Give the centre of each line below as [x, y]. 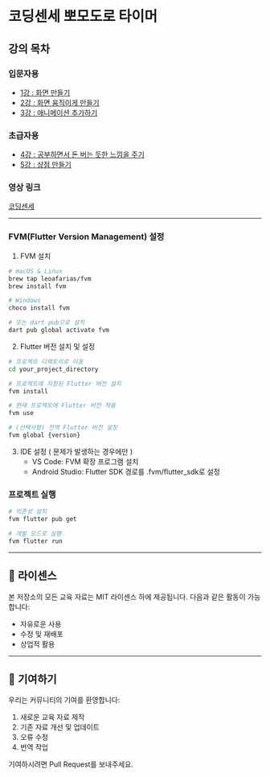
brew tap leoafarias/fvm [50, 278]
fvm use [21, 413]
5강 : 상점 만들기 [46, 165]
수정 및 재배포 [41, 634]
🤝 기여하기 [33, 679]
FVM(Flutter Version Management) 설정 [86, 236]
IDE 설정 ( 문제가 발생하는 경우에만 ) [76, 451]
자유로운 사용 [41, 623]
